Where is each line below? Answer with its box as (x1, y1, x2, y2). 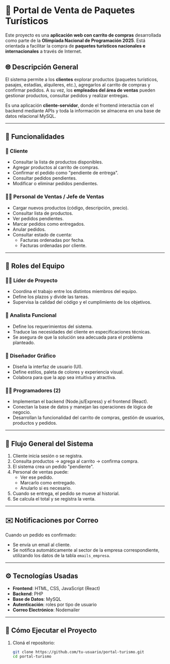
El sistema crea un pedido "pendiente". (12, 464, 94, 470)
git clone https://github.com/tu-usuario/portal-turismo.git (12, 649, 145, 654)
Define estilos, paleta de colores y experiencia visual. (12, 369, 124, 375)
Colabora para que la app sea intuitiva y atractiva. (12, 375, 116, 381)
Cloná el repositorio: (12, 640, 55, 646)
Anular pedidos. (12, 226, 46, 232)
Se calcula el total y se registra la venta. (12, 496, 96, 502)
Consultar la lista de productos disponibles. (12, 159, 103, 165)
